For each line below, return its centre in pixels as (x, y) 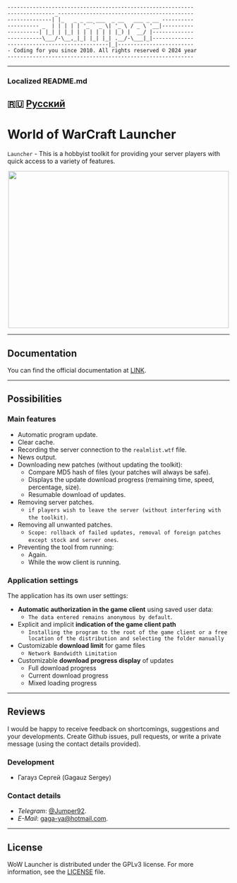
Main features (32, 419)
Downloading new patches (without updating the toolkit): (100, 464)
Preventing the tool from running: (66, 547)
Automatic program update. (57, 434)
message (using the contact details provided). (74, 744)
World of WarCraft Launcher (92, 134)
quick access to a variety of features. (61, 161)
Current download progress (68, 675)
